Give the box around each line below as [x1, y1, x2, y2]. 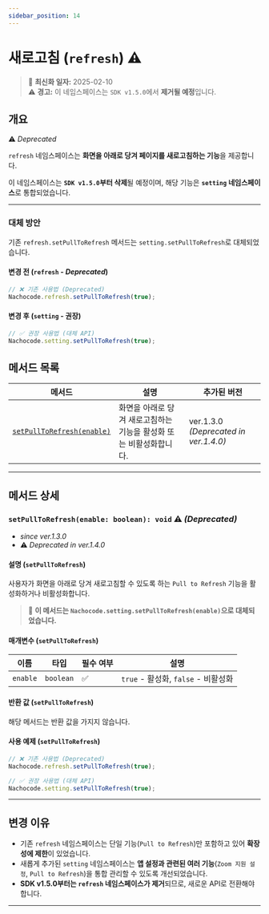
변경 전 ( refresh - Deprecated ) [8, 267, 109, 277]
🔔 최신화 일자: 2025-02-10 [27, 77, 114, 87]
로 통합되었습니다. [14, 188, 70, 197]
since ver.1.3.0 [19, 532, 66, 541]
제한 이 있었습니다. [34, 849, 90, 859]
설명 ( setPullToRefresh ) [8, 559, 86, 569]
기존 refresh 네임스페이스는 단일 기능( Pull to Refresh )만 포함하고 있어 [19, 839, 246, 848]
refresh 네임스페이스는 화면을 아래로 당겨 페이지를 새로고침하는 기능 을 [8, 151, 227, 160]
